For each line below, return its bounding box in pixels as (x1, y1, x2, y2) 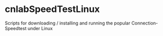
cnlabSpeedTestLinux (5, 3, 100, 15)
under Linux (27, 25, 53, 31)
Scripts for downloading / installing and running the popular (5, 20, 131, 26)
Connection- (131, 20, 158, 26)
